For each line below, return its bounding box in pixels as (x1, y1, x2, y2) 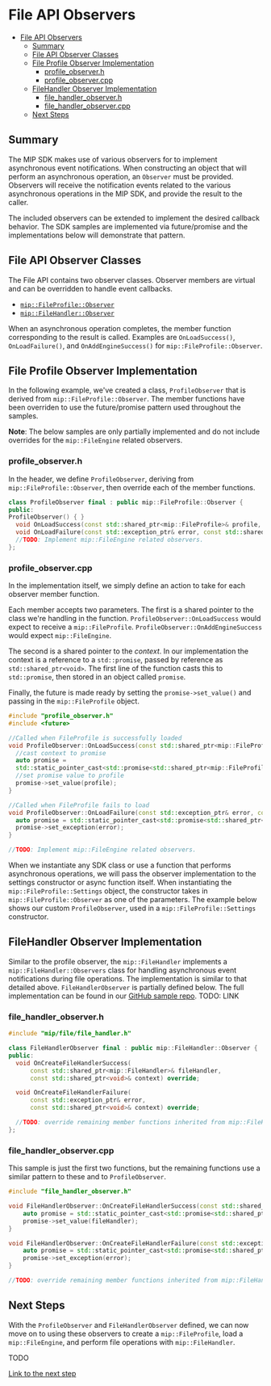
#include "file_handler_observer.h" (8, 1187, 131, 1196)
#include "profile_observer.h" (8, 712, 114, 720)
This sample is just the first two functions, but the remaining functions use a (8, 1163, 261, 1173)
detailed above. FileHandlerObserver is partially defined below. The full (8, 982, 244, 992)
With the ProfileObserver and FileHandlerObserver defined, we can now (8, 1320, 249, 1329)
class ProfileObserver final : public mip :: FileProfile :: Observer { (8, 498, 244, 506)
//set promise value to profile (15, 771, 125, 780)
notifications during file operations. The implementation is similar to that (8, 973, 248, 983)
